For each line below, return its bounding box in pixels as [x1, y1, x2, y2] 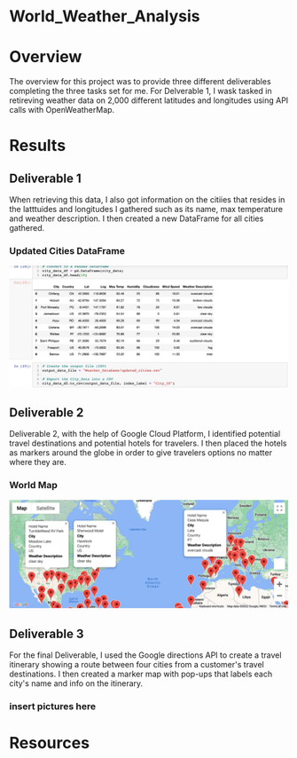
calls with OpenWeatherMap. [9, 105, 115, 115]
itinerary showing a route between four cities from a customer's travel [9, 659, 264, 670]
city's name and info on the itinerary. [9, 678, 144, 689]
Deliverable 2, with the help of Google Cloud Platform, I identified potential [9, 429, 281, 439]
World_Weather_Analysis [9, 6, 201, 27]
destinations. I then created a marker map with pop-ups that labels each [9, 668, 273, 680]
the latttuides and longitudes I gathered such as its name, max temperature [9, 204, 284, 215]
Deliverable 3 [9, 626, 84, 641]
